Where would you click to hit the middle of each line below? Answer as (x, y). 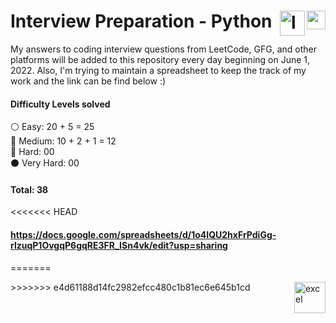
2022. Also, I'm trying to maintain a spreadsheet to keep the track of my (158, 70)
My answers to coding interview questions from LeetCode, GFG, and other (164, 49)
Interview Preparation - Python (141, 21)
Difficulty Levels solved (60, 104)
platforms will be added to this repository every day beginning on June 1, (160, 59)
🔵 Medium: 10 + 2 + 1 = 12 (63, 141)
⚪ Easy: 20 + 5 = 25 (52, 127)
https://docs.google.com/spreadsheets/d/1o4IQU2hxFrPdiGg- (143, 234)
